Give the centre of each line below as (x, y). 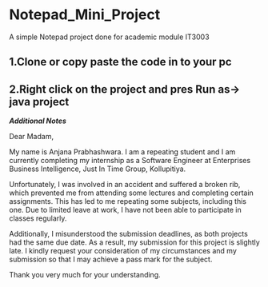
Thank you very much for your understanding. (85, 275)
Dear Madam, (32, 137)
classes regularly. (38, 218)
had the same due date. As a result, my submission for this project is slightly (135, 242)
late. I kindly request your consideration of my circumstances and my (123, 251)
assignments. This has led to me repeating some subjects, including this (128, 201)
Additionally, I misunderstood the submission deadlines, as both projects (129, 234)
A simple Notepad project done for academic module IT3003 (110, 37)
